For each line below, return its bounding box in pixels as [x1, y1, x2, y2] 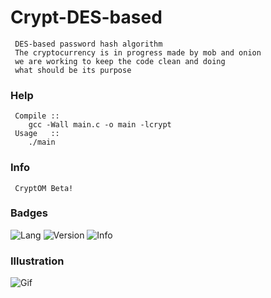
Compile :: [14, 111, 60, 121]
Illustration [10, 254, 65, 268]
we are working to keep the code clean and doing [14, 56, 226, 66]
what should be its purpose [14, 65, 132, 75]
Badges [10, 206, 48, 220]
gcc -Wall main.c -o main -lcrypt [28, 120, 172, 130]
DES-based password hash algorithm [14, 39, 163, 49]
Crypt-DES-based [10, 6, 163, 29]
